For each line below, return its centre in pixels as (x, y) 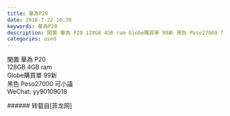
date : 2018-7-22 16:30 (39, 20)
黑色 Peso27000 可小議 (40, 84)
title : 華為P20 (28, 13)
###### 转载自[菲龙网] (40, 106)
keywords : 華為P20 (32, 26)
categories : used (32, 39)
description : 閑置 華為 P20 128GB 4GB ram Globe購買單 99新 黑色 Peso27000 (112, 33)
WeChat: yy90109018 (37, 92)
